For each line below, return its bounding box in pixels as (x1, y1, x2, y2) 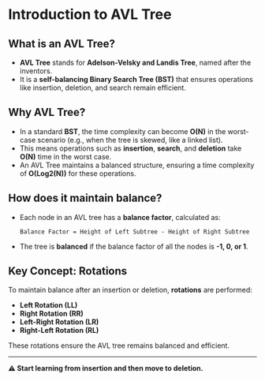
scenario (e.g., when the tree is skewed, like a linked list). (37, 135, 223, 144)
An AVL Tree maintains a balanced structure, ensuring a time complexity (19, 160, 255, 170)
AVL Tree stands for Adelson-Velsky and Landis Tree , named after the (19, 58, 252, 67)
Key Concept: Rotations (8, 264, 128, 278)
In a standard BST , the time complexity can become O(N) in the (19, 126, 226, 136)
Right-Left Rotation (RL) (19, 326, 99, 335)
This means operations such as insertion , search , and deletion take (19, 144, 242, 153)
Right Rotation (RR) (19, 309, 84, 319)
